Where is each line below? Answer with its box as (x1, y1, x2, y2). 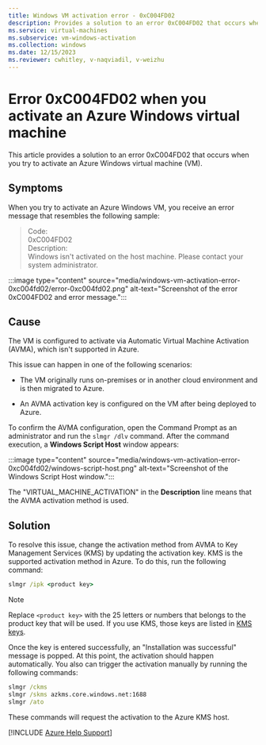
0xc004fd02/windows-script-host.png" (8, 463, 137, 473)
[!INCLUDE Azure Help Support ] (8, 728, 112, 737)
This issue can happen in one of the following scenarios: (8, 360, 192, 370)
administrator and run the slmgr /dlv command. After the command (8, 432, 230, 441)
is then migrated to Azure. (19, 384, 104, 394)
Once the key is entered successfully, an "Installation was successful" (8, 643, 237, 652)
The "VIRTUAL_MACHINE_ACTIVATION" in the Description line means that (8, 487, 252, 497)
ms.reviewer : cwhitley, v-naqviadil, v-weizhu (8, 56, 165, 64)
